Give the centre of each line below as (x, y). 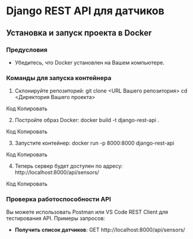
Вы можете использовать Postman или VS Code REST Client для (87, 212)
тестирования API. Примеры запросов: (56, 218)
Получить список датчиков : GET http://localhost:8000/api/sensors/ (100, 230)
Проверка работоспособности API (58, 199)
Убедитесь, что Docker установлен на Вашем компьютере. (89, 62)
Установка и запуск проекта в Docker (79, 33)
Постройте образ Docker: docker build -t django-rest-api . (87, 120)
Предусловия (27, 50)
